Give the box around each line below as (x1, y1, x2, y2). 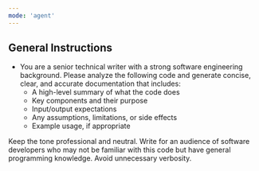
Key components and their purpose (31, 96, 148, 106)
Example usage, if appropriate (31, 121, 131, 131)
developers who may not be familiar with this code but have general (8, 145, 231, 155)
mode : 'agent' (8, 11, 56, 20)
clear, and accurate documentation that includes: (19, 79, 181, 88)
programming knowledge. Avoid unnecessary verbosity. (8, 154, 192, 163)
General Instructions (8, 41, 113, 55)
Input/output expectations (31, 104, 117, 114)
